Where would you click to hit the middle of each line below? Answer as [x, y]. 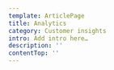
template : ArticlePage [46, 16]
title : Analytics [38, 23]
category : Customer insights [57, 31]
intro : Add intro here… [49, 38]
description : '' [36, 46]
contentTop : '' [34, 53]
